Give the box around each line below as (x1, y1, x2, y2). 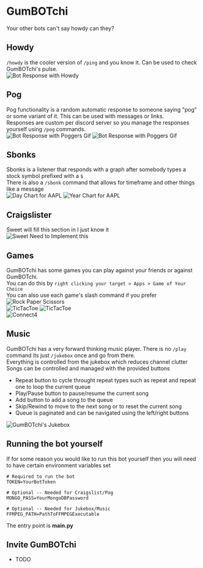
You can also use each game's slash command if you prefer (6, 291, 157, 299)
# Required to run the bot (6, 474, 75, 480)
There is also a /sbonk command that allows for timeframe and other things (6, 179, 195, 186)
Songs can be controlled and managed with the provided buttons (6, 364, 170, 372)
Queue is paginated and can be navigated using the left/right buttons (15, 409, 189, 416)
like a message (6, 185, 44, 193)
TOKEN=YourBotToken (6, 478, 56, 485)
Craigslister (6, 210, 52, 220)
